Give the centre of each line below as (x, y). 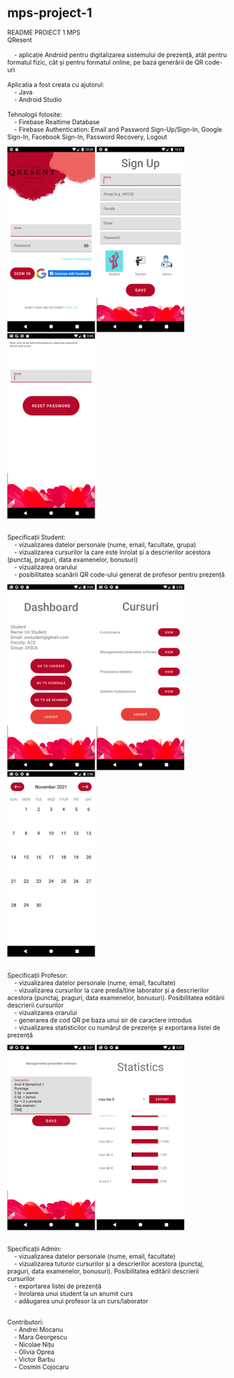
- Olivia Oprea (34, 1352)
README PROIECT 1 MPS (44, 32)
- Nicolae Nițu (34, 1345)
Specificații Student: (36, 537)
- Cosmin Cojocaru (41, 1367)
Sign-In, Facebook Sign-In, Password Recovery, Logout (87, 137)
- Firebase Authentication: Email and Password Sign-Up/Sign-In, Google (118, 129)
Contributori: (26, 1323)
